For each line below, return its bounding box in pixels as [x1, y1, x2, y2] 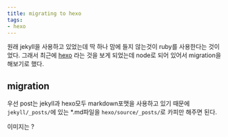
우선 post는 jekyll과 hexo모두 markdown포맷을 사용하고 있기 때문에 [7, 99, 190, 107]
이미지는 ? [7, 123, 34, 131]
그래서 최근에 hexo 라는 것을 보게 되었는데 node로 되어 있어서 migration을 [21, 51, 222, 59]
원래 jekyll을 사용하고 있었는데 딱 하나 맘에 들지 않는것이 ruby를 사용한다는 [7, 43, 207, 51]
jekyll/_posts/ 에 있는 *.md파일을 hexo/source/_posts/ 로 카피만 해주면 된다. [7, 108, 218, 116]
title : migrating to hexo [7, 10, 81, 17]
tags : [7, 17, 23, 23]
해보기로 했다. [7, 60, 45, 68]
